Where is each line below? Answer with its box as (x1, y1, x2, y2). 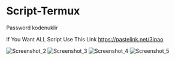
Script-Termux (6, 4, 80, 18)
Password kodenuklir (6, 24, 58, 31)
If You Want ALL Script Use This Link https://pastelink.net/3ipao (6, 35, 164, 43)
